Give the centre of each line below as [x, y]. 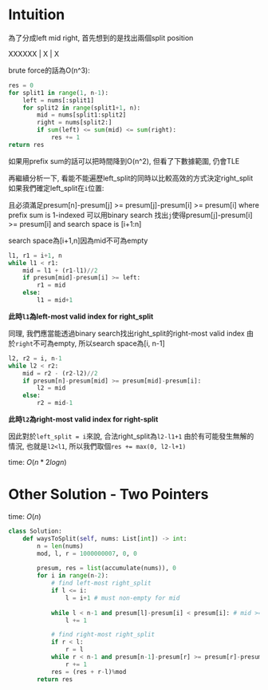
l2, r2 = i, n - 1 [35, 358]
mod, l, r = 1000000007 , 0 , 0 [87, 553]
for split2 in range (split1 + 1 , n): [82, 108]
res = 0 [21, 85]
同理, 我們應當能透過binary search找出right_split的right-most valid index [126, 333]
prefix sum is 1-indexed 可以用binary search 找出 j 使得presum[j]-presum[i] [130, 215]
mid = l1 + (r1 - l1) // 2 [60, 270]
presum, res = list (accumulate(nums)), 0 [107, 569]
